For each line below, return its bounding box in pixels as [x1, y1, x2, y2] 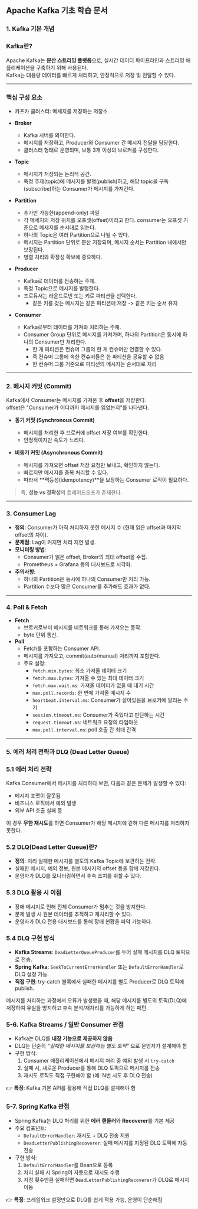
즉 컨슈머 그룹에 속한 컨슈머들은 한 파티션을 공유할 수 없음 [32, 353, 164, 360]
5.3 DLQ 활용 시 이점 [6, 888, 62, 897]
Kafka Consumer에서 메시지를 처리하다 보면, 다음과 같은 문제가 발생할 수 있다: [6, 780, 187, 787]
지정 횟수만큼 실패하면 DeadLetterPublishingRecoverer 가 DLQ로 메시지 [23, 1176, 190, 1183]
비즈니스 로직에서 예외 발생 [14, 799, 77, 807]
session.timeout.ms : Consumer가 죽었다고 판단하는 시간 [32, 711, 165, 718]
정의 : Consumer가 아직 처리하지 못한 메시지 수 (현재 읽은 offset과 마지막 [14, 524, 181, 531]
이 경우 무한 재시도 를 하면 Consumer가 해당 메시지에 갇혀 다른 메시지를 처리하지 [6, 819, 190, 826]
